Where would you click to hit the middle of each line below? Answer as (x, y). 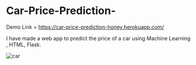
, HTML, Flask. (24, 45)
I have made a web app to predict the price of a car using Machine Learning (98, 38)
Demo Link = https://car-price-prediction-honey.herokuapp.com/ (85, 27)
